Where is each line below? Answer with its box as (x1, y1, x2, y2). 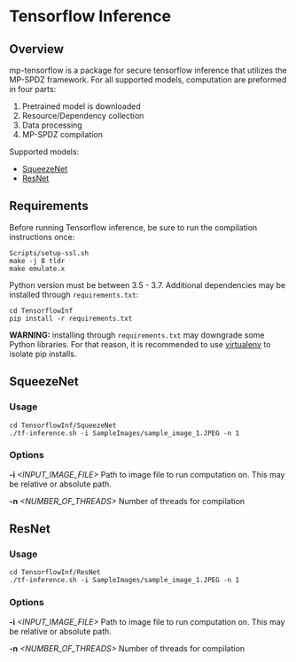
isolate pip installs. (9, 348, 77, 359)
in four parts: (9, 84, 57, 94)
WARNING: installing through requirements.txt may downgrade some (9, 330, 265, 340)
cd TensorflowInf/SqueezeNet (9, 421, 117, 430)
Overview (9, 42, 65, 57)
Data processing (21, 120, 82, 130)
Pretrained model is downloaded (21, 101, 141, 112)
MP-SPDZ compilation (21, 129, 104, 139)
